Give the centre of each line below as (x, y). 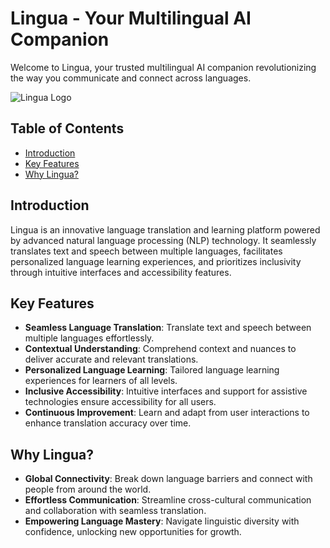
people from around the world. (88, 489)
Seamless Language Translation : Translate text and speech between (168, 328)
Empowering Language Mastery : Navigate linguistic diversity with (162, 521)
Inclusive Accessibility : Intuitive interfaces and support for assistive (166, 391)
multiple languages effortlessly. (89, 338)
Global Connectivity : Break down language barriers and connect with (168, 479)
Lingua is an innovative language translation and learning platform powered (165, 229)
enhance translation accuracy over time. (108, 423)
